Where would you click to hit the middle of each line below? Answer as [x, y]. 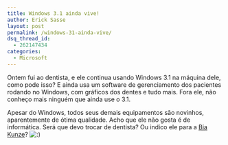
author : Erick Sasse [37, 20]
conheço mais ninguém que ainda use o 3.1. [69, 99]
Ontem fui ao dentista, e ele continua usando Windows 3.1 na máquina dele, [114, 77]
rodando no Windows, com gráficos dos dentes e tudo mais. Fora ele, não [112, 92]
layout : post [26, 26]
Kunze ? [18, 134]
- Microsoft [31, 58]
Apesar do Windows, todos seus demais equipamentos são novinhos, [106, 112]
